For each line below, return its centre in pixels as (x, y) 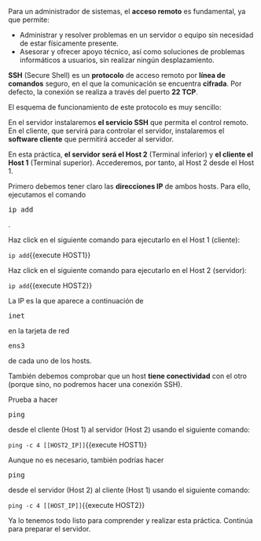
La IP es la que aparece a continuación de (76, 301)
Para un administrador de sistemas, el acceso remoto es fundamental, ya (127, 11)
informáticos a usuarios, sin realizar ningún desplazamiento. (117, 60)
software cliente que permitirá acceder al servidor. (91, 139)
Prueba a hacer (33, 399)
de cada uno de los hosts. (50, 361)
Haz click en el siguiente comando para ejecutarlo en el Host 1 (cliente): (124, 240)
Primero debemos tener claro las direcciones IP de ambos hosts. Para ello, (129, 186)
